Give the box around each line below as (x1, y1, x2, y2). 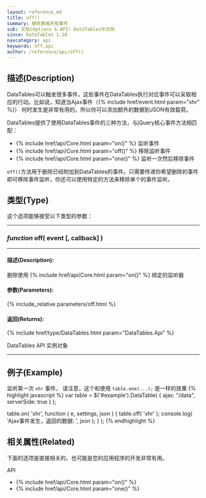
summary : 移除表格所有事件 (7, 20, 68, 26)
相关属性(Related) (7, 437, 75, 447)
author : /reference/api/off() (7, 49, 84, 55)
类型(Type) (7, 195, 49, 205)
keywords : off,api (7, 43, 54, 50)
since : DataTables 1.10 (7, 32, 68, 38)
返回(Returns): (7, 315, 45, 322)
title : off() (7, 15, 40, 21)
